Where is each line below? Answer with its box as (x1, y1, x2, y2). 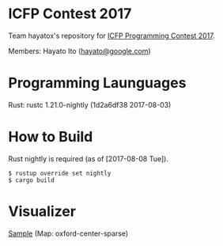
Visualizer (8, 202, 77, 220)
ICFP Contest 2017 (8, 5, 132, 23)
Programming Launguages (8, 74, 187, 92)
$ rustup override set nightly (8, 169, 111, 177)
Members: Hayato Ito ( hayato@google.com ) (8, 46, 152, 55)
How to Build (8, 128, 93, 146)
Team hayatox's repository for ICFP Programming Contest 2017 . (8, 31, 215, 40)
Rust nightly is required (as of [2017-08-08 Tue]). (8, 153, 168, 163)
